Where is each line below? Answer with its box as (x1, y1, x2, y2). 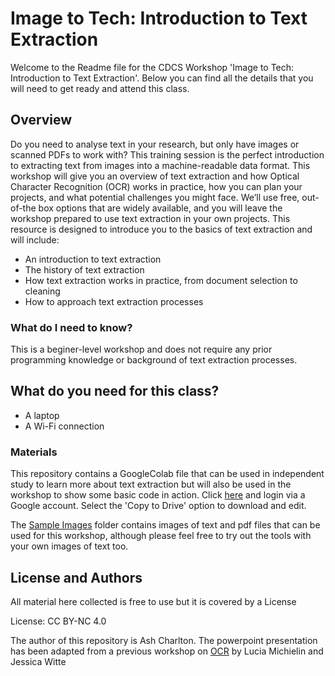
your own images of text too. (10, 540, 129, 552)
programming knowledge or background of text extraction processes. (10, 354, 298, 366)
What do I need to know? (10, 320, 133, 334)
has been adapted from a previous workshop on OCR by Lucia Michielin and (10, 645, 324, 657)
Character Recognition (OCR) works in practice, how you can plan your (10, 180, 303, 192)
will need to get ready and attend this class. (10, 82, 190, 94)
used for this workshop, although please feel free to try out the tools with (10, 530, 312, 542)
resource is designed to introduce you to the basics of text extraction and (10, 223, 313, 235)
